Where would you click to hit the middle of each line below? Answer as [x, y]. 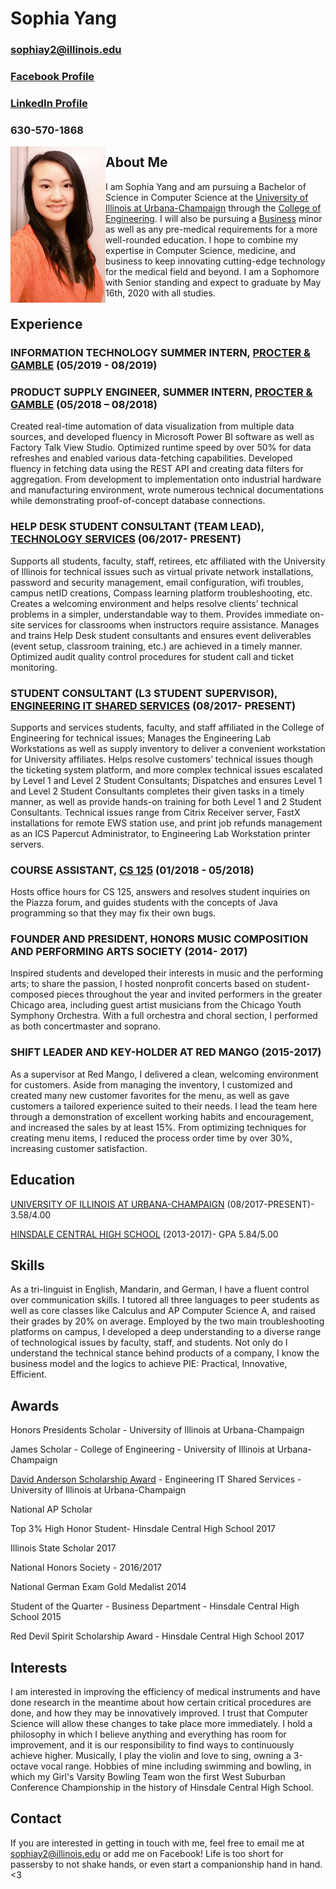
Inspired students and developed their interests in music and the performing [167, 973]
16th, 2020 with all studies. [160, 293]
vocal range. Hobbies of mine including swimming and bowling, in [176, 1766]
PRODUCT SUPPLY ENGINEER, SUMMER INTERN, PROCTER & [161, 392]
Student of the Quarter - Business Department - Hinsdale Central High [155, 1606]
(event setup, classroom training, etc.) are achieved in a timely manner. [156, 646]
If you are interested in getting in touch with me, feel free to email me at [157, 1843]
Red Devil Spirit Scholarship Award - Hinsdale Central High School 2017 [157, 1636]
